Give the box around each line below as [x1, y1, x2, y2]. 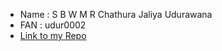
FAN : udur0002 [19, 19, 87, 31]
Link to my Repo [19, 30, 87, 41]
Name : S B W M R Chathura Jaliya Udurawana [19, 9, 213, 20]
